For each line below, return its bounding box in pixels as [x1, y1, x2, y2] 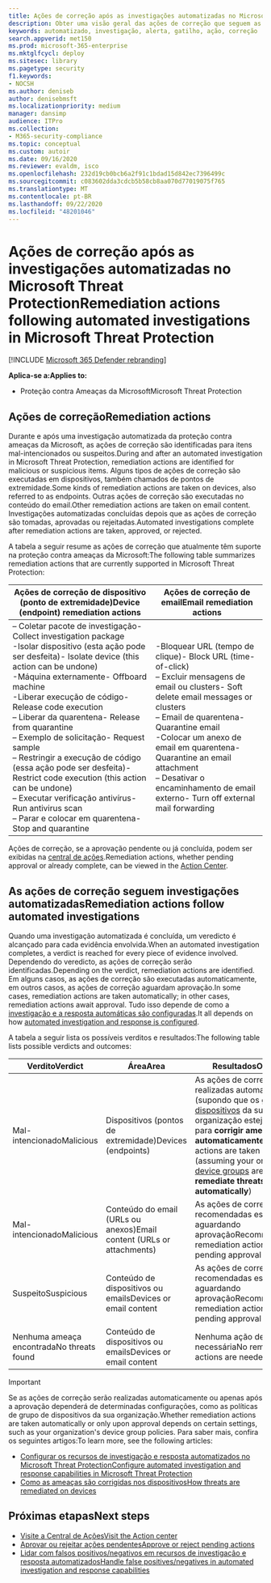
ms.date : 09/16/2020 [8, 155, 78, 163]
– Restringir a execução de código [12, 752, 141, 763]
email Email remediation [161, 596, 253, 608]
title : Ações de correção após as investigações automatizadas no [8, 11, 236, 20]
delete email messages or [155, 691, 252, 702]
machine [12, 681, 46, 693]
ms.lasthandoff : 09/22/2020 [8, 200, 103, 208]
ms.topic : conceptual [8, 139, 81, 148]
